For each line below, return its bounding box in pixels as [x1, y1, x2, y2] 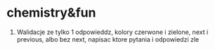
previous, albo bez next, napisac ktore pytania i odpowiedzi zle [16, 35, 200, 43]
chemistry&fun [6, 5, 96, 21]
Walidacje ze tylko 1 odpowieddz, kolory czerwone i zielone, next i [16, 28, 209, 36]
